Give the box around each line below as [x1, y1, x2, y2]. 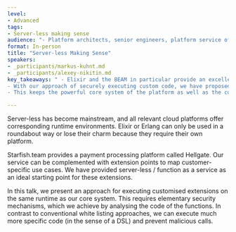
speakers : [7, 56, 37, 63]
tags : [7, 23, 23, 30]
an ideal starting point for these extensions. [7, 173, 133, 182]
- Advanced [7, 17, 39, 24]
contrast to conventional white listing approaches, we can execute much [7, 209, 217, 218]
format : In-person [7, 43, 61, 50]
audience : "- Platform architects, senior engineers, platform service [7, 37, 221, 44]
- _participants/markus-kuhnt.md [7, 63, 105, 70]
